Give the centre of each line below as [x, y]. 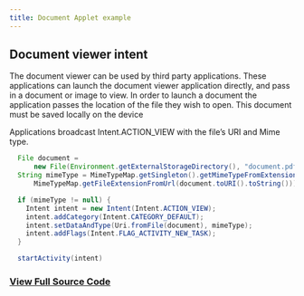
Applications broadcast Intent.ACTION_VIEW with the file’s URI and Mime [145, 132]
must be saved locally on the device [76, 115]
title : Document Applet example [70, 18]
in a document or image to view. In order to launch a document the [133, 95]
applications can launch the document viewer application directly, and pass [150, 86]
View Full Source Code [60, 282]
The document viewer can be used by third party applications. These [138, 76]
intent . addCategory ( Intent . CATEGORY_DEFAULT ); [115, 217]
